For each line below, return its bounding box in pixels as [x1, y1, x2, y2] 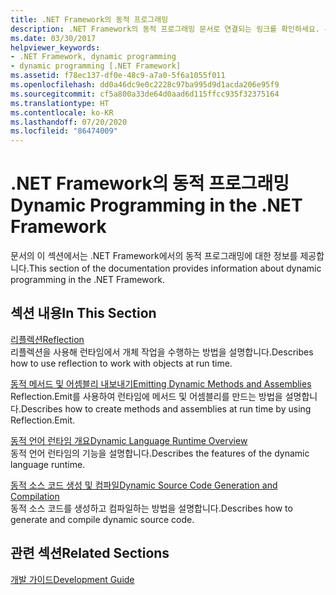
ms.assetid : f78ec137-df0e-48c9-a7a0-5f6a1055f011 [10, 71, 226, 81]
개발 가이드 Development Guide [10, 573, 135, 585]
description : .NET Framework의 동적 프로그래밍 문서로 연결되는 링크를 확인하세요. [10, 24, 321, 34]
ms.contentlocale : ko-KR [10, 107, 114, 118]
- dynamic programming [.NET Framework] [10, 61, 182, 71]
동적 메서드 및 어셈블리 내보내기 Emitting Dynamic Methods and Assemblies [10, 377, 312, 390]
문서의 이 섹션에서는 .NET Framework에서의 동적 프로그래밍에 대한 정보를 [10, 250, 298, 262]
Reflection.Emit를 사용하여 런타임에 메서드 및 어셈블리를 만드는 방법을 [10, 390, 283, 402]
